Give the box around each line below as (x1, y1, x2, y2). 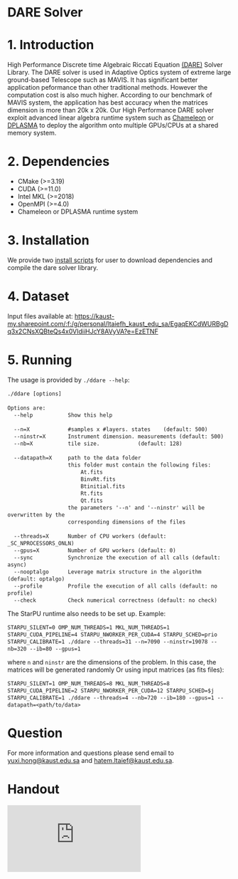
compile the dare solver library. (7, 264, 99, 271)
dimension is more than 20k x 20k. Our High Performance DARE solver (7, 106, 215, 115)
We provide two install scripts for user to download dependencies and (7, 256, 213, 264)
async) (7, 561, 27, 568)
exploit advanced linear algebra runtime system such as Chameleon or (7, 113, 215, 122)
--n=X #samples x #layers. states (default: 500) (13, 425, 208, 433)
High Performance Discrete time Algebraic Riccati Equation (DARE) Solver (7, 61, 223, 69)
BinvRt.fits (80, 475, 116, 483)
